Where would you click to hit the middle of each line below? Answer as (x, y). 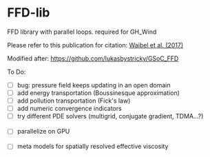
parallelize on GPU (43, 132)
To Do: (17, 72)
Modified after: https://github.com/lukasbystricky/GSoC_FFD (93, 58)
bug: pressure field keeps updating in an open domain (94, 85)
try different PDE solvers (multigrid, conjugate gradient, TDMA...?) (110, 116)
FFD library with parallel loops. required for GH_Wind (82, 32)
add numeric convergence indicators (69, 109)
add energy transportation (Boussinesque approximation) (98, 93)
